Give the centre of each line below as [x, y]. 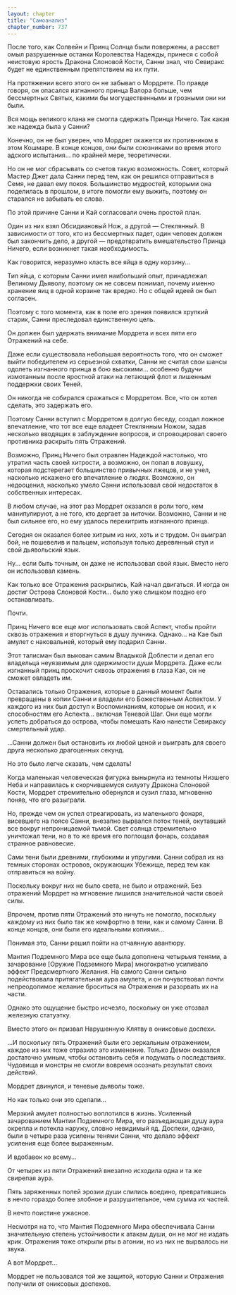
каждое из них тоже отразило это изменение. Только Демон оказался [114, 1050]
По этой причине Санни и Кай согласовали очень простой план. [104, 213]
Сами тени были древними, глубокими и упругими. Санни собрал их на [116, 857]
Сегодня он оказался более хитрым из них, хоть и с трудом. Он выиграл [117, 535]
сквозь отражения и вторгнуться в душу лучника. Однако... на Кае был [115, 634]
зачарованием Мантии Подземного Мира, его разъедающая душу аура [116, 1121]
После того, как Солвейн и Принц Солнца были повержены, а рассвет [113, 47]
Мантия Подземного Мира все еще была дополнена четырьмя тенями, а [117, 957]
